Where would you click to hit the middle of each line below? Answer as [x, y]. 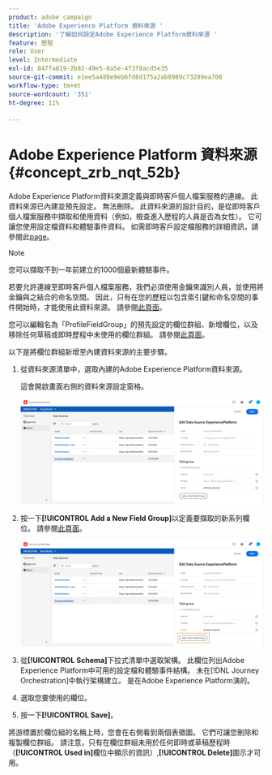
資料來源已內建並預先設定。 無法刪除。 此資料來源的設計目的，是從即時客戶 [134, 206]
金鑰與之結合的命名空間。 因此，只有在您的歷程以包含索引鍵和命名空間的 [130, 297]
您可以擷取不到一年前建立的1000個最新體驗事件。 [91, 270]
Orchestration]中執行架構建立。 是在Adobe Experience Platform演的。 [137, 681]
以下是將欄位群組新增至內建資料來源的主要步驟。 [90, 352]
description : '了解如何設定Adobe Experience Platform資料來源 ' [113, 34]
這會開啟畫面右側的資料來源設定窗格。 [84, 386]
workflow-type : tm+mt [45, 85]
